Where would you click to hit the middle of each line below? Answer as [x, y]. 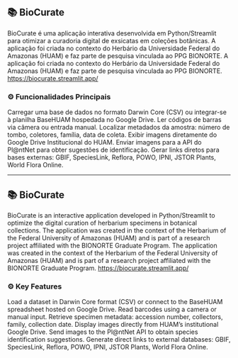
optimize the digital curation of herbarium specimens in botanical [102, 223]
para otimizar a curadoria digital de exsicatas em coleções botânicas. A [112, 40]
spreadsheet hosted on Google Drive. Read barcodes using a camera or [112, 309]
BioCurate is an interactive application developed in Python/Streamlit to [111, 215]
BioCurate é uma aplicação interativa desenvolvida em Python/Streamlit [112, 33]
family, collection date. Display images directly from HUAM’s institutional [113, 325]
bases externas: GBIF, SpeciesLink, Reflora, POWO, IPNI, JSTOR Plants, [112, 157]
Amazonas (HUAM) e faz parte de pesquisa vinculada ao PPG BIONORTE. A [118, 55]
